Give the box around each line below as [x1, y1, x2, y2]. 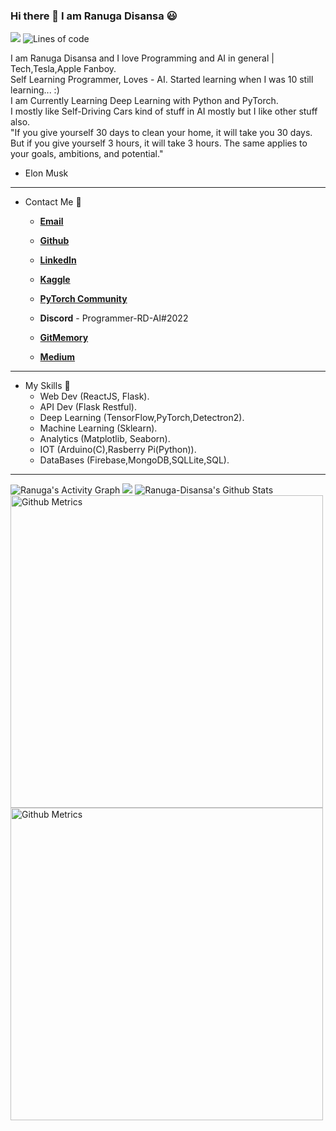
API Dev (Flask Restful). [39, 401, 137, 413]
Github [39, 235, 70, 247]
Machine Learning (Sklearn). [39, 422, 158, 434]
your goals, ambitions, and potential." [10, 148, 164, 160]
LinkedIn [39, 254, 77, 266]
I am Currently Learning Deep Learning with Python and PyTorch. [10, 95, 279, 107]
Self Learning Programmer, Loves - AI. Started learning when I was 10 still [10, 74, 314, 86]
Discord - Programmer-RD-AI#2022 [39, 312, 189, 324]
